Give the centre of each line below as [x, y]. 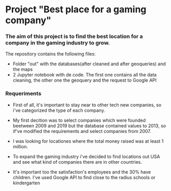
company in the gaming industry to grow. [58, 43]
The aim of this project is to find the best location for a [74, 36]
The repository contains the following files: [51, 54]
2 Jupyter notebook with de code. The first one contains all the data [84, 75]
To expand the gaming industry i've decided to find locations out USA [86, 156]
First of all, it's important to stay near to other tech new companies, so [87, 105]
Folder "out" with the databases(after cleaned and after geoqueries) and [89, 64]
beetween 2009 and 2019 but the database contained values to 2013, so [89, 126]
